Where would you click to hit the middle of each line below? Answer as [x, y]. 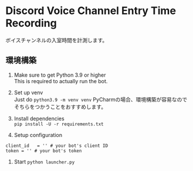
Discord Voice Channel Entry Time [91, 11]
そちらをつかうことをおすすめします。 [60, 107]
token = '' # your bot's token [44, 151]
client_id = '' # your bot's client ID [57, 146]
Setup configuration [38, 135]
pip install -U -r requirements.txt [59, 124]
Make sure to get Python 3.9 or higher [60, 75]
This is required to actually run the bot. [61, 81]
